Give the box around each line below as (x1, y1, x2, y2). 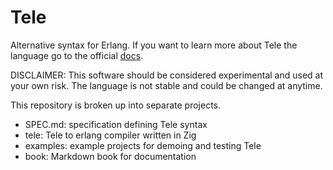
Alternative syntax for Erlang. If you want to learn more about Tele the (10, 39, 298, 51)
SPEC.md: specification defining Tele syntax (24, 118, 208, 130)
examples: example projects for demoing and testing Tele (24, 139, 262, 151)
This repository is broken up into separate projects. (10, 99, 222, 111)
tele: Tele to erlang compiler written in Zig (24, 129, 197, 141)
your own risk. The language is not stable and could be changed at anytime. (10, 79, 323, 91)
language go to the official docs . (10, 49, 144, 61)
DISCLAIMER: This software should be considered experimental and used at (10, 69, 323, 81)
